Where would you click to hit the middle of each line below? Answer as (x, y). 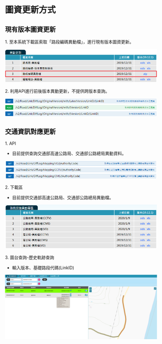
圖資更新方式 (31, 10)
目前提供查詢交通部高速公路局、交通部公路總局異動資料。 (69, 153)
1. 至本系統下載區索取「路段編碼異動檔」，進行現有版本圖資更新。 (69, 42)
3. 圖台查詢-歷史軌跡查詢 (30, 257)
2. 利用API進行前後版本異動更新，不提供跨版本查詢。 (57, 91)
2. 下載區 (14, 187)
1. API (11, 144)
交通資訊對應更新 (30, 131)
